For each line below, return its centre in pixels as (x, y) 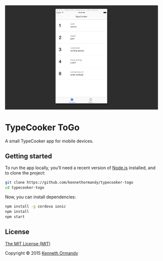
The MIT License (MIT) (28, 244)
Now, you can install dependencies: (41, 197)
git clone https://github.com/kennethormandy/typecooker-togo (69, 183)
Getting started (29, 156)
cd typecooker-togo (25, 188)
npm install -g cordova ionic (36, 207)
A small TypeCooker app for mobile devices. (49, 141)
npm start (15, 217)
